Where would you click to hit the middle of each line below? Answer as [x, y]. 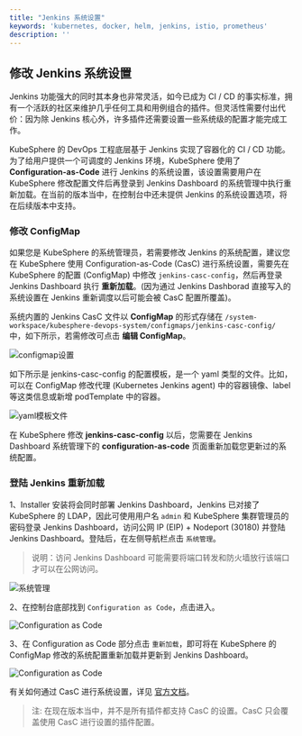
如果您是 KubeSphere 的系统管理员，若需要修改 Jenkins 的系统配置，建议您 [150, 252]
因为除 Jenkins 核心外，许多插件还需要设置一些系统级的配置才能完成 [152, 119]
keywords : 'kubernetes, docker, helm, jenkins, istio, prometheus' [139, 26]
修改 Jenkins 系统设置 [71, 73]
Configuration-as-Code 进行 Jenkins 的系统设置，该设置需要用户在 [135, 172]
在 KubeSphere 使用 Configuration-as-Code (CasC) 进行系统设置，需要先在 [150, 264]
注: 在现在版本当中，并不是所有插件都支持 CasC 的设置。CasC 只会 [156, 710]
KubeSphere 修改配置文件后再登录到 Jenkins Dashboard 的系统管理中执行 [146, 183]
